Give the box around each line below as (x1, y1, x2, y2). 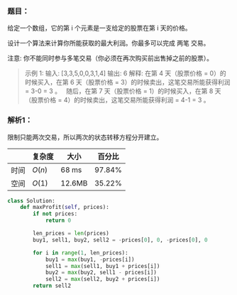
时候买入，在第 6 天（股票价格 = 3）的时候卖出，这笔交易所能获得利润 (24, 78, 231, 87)
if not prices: (33, 210, 78, 218)
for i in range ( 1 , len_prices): (33, 249, 129, 257)
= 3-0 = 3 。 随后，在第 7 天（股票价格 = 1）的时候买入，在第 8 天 (24, 87, 221, 95)
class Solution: (7, 197, 55, 204)
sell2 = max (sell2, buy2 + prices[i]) (45, 276, 160, 283)
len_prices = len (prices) (33, 230, 110, 237)
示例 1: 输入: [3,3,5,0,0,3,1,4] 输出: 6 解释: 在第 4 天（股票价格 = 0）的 (24, 69, 226, 77)
